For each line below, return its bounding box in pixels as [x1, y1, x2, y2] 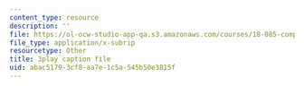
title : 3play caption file [9, 55, 111, 64]
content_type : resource [9, 13, 100, 22]
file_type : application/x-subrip [9, 38, 136, 47]
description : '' [9, 21, 71, 30]
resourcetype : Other [9, 47, 88, 56]
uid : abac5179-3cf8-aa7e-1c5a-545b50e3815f [9, 64, 176, 73]
